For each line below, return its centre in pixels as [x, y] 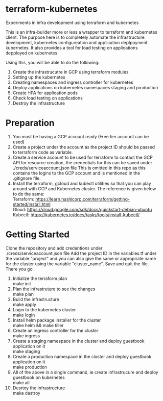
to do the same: [28, 194]
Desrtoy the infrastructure [39, 388]
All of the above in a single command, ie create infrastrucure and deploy [85, 372]
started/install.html [32, 204]
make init [22, 283]
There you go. [20, 269]
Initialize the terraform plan [40, 278]
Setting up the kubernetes [39, 77]
